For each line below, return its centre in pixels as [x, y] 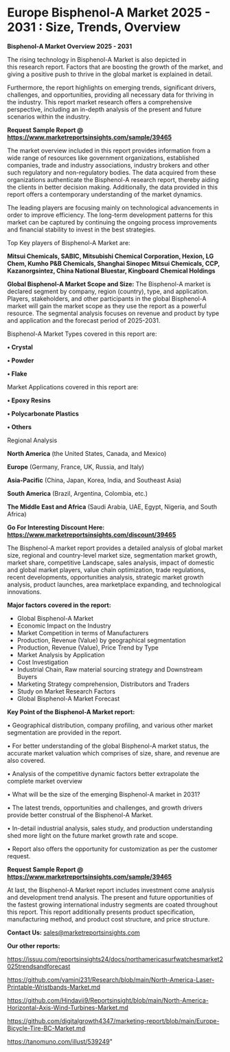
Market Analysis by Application [61, 654]
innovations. [24, 591]
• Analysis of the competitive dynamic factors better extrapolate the [103, 773]
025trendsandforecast [39, 966]
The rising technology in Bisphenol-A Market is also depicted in [97, 59]
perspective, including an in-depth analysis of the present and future [104, 109]
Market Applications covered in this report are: [73, 387]
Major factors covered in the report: [59, 605]
